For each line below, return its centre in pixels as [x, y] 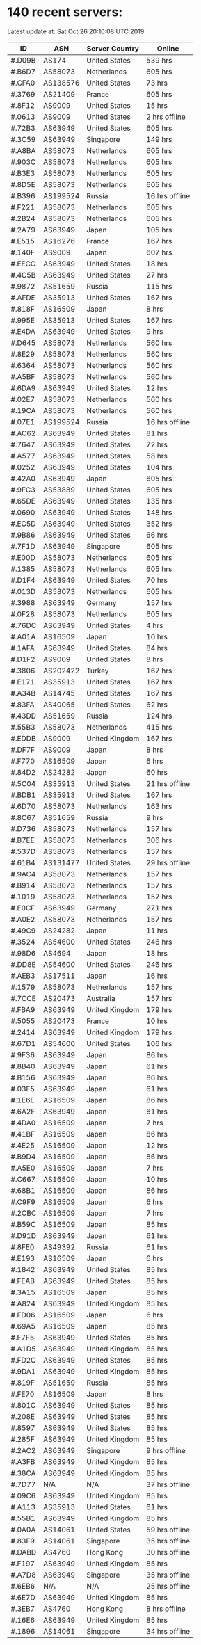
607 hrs [159, 252]
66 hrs [157, 535]
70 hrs [157, 580]
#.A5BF [23, 376]
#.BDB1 [23, 795]
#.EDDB [23, 738]
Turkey [98, 671]
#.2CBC [24, 1213]
